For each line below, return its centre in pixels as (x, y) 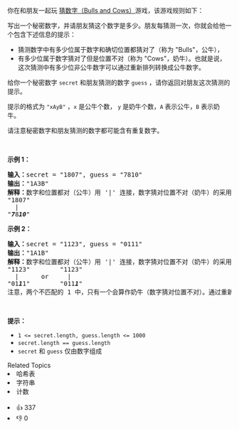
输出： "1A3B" (28, 184)
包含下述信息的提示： (44, 35)
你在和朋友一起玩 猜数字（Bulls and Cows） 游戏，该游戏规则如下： (106, 10)
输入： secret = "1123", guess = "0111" (75, 244)
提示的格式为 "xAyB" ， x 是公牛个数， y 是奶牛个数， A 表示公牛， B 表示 (111, 106)
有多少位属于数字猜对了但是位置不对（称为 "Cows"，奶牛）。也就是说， (122, 58)
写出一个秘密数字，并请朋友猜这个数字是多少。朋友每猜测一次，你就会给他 (116, 26)
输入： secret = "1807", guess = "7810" (75, 175)
